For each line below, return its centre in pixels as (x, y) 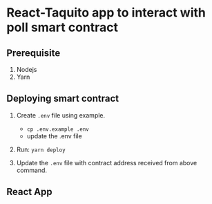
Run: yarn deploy (41, 149)
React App (29, 192)
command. (32, 170)
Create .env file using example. (61, 115)
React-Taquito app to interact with (106, 13)
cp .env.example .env (58, 129)
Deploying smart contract (62, 99)
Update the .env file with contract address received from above (107, 163)
